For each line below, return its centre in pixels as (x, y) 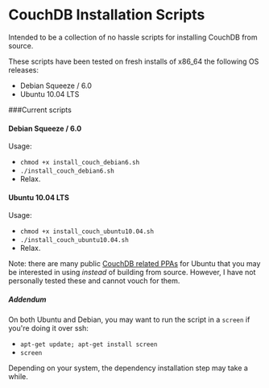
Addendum (27, 299)
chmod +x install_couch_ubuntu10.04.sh (87, 232)
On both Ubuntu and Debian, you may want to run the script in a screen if (129, 319)
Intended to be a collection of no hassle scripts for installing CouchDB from (133, 37)
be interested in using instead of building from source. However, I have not (132, 273)
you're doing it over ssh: (48, 328)
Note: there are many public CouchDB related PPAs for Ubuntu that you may (134, 264)
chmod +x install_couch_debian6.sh (80, 163)
